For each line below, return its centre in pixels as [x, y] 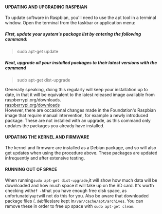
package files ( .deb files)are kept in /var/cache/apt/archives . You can [74, 201]
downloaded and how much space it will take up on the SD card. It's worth [80, 185]
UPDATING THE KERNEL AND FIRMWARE [47, 137]
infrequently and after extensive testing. [45, 158]
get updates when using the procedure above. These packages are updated [81, 153]
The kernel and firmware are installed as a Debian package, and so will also [81, 148]
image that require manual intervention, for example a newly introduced [77, 116]
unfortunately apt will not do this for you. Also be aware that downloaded [77, 195]
